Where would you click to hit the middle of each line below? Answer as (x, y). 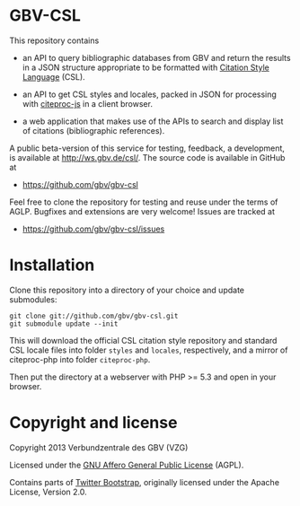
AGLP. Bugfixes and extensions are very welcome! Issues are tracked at (142, 211)
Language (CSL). (53, 76)
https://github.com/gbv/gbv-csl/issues (93, 229)
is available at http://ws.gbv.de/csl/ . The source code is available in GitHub (147, 157)
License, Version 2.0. (48, 492)
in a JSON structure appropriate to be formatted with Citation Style (146, 67)
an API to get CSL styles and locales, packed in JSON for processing (149, 94)
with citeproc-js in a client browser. (87, 103)
